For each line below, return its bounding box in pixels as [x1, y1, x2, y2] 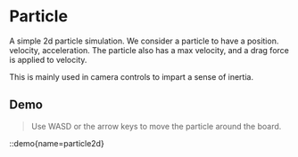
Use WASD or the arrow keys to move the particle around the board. [30, 121, 282, 131]
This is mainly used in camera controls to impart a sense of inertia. [9, 71, 254, 82]
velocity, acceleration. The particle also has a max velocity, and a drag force [9, 44, 290, 55]
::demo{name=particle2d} [9, 137, 104, 148]
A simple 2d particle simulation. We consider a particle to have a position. [9, 35, 279, 46]
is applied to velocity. [9, 54, 87, 65]
